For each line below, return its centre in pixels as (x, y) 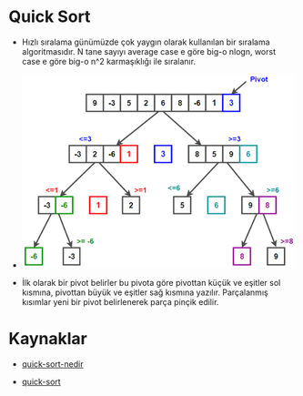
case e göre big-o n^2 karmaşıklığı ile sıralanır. (109, 61)
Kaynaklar (48, 339)
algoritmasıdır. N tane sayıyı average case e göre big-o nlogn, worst (149, 51)
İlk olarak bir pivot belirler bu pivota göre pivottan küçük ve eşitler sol (151, 283)
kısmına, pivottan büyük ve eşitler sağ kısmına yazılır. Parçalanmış (145, 292)
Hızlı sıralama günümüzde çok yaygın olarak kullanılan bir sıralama (146, 42)
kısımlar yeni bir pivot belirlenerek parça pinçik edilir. (120, 302)
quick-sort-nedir (52, 364)
